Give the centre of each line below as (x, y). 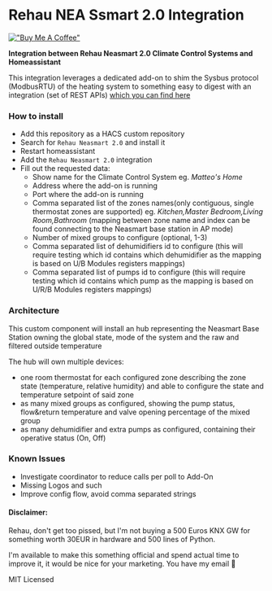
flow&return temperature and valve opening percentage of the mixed (135, 412)
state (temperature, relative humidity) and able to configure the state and (142, 386)
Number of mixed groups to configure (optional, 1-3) (120, 238)
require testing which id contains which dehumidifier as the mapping (147, 255)
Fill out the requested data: (65, 169)
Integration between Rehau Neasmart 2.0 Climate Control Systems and (131, 53)
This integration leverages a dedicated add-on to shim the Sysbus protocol (134, 77)
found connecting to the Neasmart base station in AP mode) (133, 229)
